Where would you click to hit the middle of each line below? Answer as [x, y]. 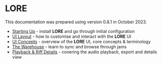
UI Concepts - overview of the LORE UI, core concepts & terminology [81, 41]
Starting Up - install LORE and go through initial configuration [73, 31]
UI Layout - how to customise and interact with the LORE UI [72, 36]
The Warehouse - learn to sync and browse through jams [69, 47]
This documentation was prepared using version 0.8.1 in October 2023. [76, 22]
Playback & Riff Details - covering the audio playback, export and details [84, 52]
